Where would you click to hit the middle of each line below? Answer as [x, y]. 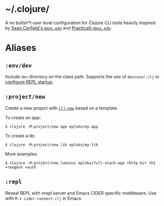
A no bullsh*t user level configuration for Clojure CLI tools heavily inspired [80, 23]
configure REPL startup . [29, 82]
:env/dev [19, 65]
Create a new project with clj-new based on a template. [62, 108]
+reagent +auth [21, 167]
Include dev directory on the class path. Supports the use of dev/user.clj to [82, 76]
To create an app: [23, 117]
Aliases [21, 48]
